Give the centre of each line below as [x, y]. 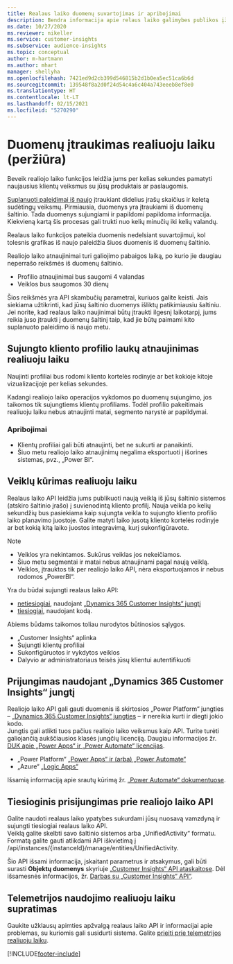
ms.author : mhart [32, 65]
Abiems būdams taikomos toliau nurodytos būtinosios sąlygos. [96, 624]
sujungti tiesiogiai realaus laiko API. [58, 826]
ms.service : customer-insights [52, 40]
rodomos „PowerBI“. [46, 576]
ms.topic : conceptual [38, 53]
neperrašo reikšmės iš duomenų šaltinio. [65, 263]
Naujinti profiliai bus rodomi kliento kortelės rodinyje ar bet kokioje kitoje [110, 376]
